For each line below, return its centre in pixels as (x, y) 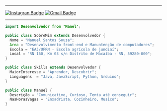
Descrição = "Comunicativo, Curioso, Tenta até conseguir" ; (73, 95)
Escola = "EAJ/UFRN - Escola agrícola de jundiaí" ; (64, 49)
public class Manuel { (29, 90)
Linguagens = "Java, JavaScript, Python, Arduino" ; (65, 77)
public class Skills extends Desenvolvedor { (53, 67)
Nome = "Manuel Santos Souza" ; (42, 40)
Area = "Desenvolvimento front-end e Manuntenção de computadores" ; (82, 45)
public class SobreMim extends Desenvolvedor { (55, 35)
